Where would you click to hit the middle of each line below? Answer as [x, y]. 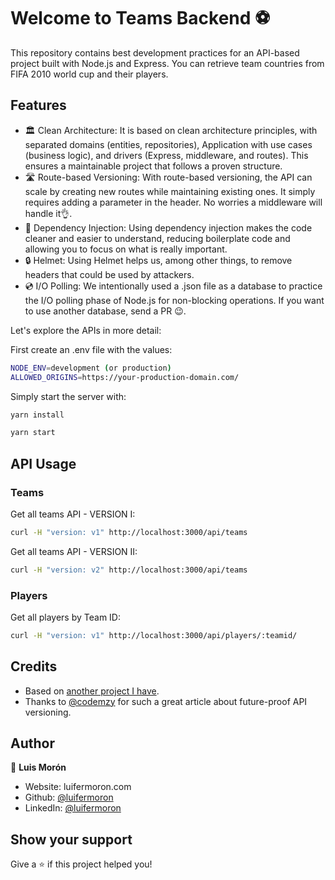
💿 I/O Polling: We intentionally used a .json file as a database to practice [173, 286]
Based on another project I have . [92, 691]
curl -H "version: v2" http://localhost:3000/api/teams [129, 570]
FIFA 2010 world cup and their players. [89, 74]
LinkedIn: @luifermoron [73, 808]
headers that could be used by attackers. [109, 274]
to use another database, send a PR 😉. [105, 311]
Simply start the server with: [68, 396]
